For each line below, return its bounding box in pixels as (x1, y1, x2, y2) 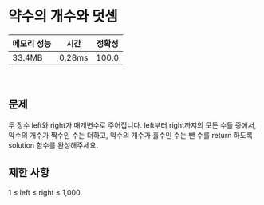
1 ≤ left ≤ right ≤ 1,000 (8, 187, 81, 197)
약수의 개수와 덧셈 (8, 7, 118, 26)
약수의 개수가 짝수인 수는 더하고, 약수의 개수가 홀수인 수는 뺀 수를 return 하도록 (8, 130, 254, 140)
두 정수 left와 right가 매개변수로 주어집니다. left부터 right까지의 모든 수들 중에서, (8, 120, 257, 130)
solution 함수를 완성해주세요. (8, 140, 98, 150)
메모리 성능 (12, 37, 52, 49)
